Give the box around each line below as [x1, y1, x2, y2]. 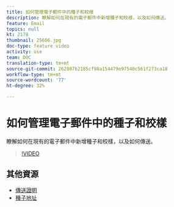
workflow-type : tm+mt [6, 71, 62, 78]
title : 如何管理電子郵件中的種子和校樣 [6, 9, 94, 15]
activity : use [6, 49, 43, 55]
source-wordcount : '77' [6, 77, 67, 83]
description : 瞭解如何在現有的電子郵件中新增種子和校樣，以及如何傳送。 [6, 15, 170, 21]
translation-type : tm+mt [6, 60, 70, 66]
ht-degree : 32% [6, 83, 45, 89]
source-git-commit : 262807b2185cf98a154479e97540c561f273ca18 [6, 65, 168, 72]
